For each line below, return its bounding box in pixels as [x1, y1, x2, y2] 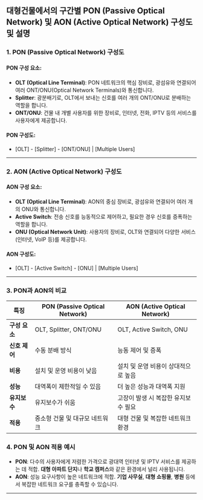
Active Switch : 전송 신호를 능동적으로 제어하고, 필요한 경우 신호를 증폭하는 [14, 213, 193, 220]
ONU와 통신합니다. [21, 205, 66, 213]
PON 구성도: [6, 132, 36, 139]
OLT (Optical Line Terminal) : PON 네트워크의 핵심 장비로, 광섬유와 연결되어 [14, 79, 196, 86]
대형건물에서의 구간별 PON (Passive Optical [6, 5, 165, 16]
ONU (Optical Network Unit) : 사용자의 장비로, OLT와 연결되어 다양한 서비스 [14, 228, 196, 235]
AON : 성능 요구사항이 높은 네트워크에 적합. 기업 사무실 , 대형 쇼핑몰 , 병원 [14, 473, 184, 480]
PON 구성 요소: [6, 64, 42, 71]
